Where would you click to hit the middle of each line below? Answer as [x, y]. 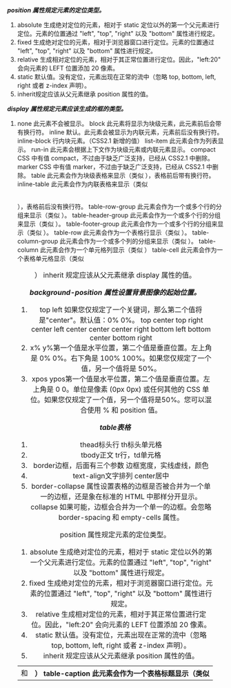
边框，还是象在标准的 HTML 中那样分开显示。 [128, 497]
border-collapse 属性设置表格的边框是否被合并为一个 [117, 486]
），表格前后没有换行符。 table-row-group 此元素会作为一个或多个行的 [116, 207]
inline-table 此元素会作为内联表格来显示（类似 [82, 184]
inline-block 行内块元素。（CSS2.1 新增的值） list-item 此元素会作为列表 [118, 141]
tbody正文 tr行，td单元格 [121, 455]
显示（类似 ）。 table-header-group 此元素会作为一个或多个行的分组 [125, 215]
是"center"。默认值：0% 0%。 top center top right [121, 320]
